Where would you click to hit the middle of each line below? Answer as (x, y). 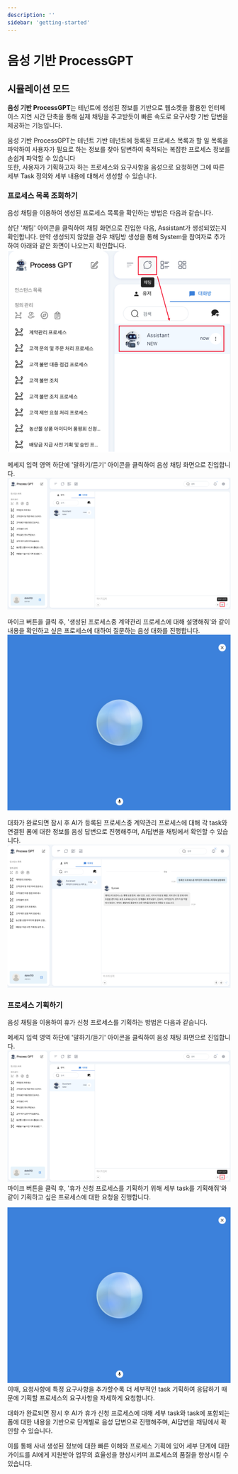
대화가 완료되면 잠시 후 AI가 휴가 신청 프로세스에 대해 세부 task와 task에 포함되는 (119, 1413)
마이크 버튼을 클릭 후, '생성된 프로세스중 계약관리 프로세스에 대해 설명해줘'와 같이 (119, 622)
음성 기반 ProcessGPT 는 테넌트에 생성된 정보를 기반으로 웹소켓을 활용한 (107, 107)
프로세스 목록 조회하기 (42, 196)
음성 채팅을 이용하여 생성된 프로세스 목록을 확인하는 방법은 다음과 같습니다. (110, 212)
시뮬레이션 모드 (39, 89)
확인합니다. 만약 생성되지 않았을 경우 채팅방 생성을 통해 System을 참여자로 (110, 236)
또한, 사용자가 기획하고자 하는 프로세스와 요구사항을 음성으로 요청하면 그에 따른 (116, 167)
